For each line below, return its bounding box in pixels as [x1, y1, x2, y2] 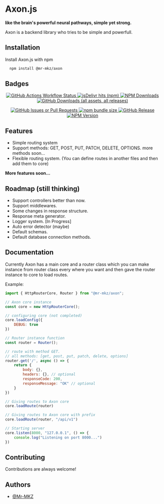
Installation [5, 43, 40, 52]
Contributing [5, 453, 45, 461]
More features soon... [5, 170, 51, 176]
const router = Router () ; [5, 340, 58, 345]
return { [14, 363, 32, 368]
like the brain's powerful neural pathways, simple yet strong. [5, 20, 132, 26]
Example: [5, 281, 24, 287]
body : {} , [23, 367, 43, 372]
